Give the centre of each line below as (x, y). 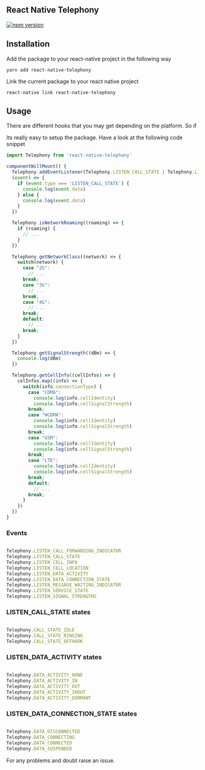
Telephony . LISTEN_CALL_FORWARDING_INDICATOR (64, 551)
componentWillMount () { (37, 167)
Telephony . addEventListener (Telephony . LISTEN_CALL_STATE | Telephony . (103, 172)
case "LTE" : (44, 461)
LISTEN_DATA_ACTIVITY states (54, 657)
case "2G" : (36, 268)
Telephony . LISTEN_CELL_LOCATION (47, 568)
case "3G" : (36, 285)
